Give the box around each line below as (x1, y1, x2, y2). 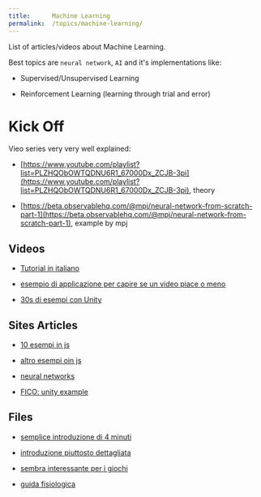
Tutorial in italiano (19, 263, 79, 273)
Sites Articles (8, 318, 79, 332)
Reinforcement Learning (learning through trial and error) (19, 88, 211, 98)
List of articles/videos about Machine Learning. (8, 41, 166, 51)
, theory (189, 186, 216, 195)
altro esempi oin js (19, 356, 82, 366)
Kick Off (8, 117, 65, 135)
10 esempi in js (19, 340, 71, 349)
